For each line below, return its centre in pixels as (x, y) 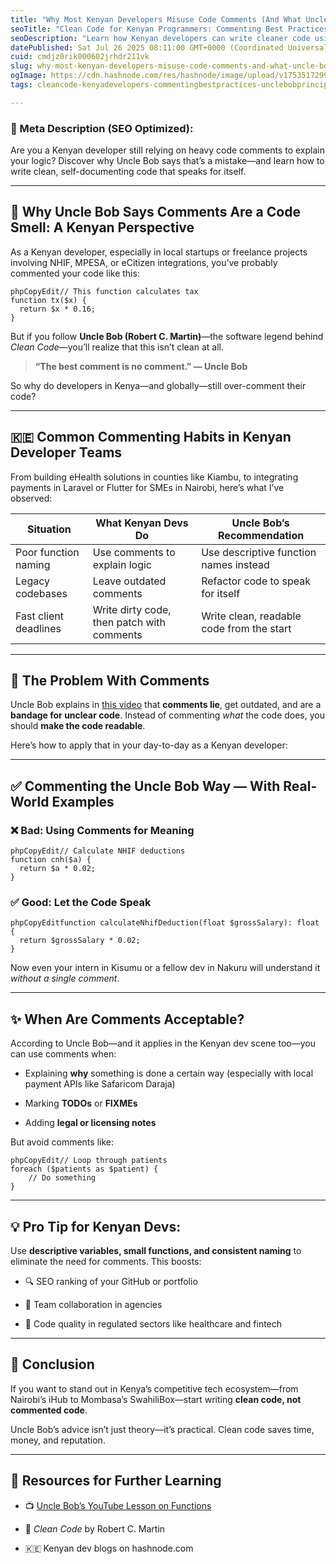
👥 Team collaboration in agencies (93, 1305)
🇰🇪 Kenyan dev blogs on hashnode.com (109, 1548)
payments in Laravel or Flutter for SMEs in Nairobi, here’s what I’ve (147, 487)
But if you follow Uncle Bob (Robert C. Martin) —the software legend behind (167, 336)
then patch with (129, 622)
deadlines (38, 628)
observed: (31, 498)
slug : (21, 66)
